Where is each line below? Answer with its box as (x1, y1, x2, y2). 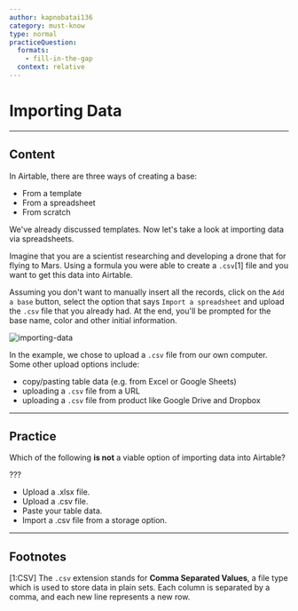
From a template (21, 187, 82, 198)
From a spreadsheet (21, 197, 96, 208)
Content (9, 147, 56, 163)
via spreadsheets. (9, 233, 74, 244)
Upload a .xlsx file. (21, 487, 90, 497)
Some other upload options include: (9, 359, 140, 369)
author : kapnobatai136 (9, 12, 93, 22)
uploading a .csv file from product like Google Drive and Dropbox (21, 394, 262, 405)
